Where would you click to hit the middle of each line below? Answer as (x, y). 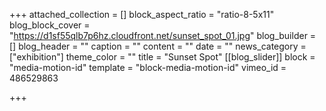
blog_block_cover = (50, 25)
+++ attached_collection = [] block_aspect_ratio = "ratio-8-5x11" (142, 14)
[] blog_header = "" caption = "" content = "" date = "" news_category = (158, 46)
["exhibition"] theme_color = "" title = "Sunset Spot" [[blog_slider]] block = (162, 57)
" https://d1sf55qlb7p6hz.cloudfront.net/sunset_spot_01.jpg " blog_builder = (163, 35)
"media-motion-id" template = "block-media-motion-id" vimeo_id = (148, 67)
